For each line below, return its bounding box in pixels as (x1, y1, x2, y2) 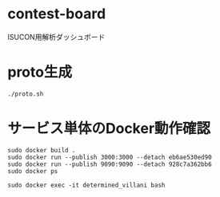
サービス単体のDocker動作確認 (7, 119, 211, 137)
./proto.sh (7, 89, 44, 98)
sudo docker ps (7, 167, 58, 175)
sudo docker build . (7, 146, 77, 154)
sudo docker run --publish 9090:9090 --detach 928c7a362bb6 (7, 160, 213, 168)
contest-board (7, 5, 106, 23)
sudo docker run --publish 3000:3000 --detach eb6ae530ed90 (7, 153, 213, 161)
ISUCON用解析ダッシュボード (7, 32, 106, 41)
